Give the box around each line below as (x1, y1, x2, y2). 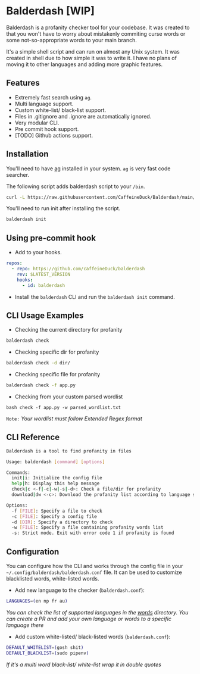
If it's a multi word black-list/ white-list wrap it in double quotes (6, 661, 162, 668)
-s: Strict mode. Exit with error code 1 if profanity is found (11, 530, 174, 536)
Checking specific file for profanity (14, 371, 101, 378)
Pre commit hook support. (14, 125, 79, 132)
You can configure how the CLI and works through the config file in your (6, 562, 183, 569)
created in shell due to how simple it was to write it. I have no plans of (6, 54, 177, 61)
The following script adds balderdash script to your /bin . (6, 183, 145, 190)
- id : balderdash (21, 282, 65, 288)
